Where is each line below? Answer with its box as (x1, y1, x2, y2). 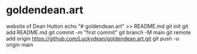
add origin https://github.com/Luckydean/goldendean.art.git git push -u (6, 35, 179, 42)
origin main (6, 41, 33, 48)
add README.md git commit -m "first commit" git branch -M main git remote (6, 28, 191, 35)
